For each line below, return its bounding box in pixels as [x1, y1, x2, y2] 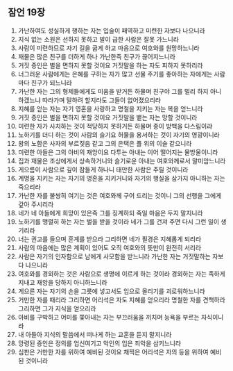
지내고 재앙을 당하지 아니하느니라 [17, 278, 107, 286]
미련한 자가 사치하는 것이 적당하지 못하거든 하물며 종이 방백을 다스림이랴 [17, 122, 213, 130]
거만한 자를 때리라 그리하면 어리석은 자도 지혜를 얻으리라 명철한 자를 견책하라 [17, 295, 226, 304]
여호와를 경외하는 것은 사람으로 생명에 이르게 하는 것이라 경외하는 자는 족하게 [17, 270, 226, 278]
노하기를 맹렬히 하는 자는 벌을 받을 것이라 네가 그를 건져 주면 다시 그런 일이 [17, 217, 220, 226]
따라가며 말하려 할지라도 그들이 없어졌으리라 [42, 96, 162, 104]
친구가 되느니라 [31, 79, 72, 87]
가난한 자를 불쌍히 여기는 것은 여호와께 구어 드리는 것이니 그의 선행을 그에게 [17, 191, 222, 199]
